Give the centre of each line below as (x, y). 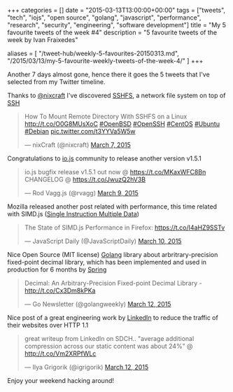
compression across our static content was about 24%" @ (109, 346)
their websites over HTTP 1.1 (48, 325)
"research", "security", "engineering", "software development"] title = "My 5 (116, 25)
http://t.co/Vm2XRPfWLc (60, 353)
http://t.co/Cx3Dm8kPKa (60, 290)
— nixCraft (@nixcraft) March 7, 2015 (77, 145)
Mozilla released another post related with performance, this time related (112, 206)
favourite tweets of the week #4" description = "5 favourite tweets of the (112, 32)
